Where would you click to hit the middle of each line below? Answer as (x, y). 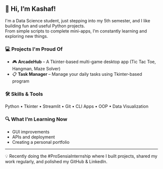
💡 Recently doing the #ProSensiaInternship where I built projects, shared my (81, 156)
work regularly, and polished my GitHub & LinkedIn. (56, 161)
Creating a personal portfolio (41, 142)
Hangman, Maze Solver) (36, 69)
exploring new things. (27, 36)
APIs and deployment (33, 137)
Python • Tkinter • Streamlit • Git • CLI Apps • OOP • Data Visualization (77, 106)
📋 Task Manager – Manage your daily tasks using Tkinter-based (77, 74)
